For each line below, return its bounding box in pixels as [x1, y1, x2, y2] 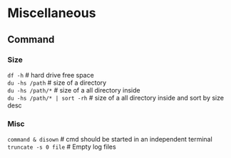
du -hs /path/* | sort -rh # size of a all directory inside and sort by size [7, 93, 225, 102]
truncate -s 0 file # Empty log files [7, 142, 116, 151]
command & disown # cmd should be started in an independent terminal [7, 135, 212, 144]
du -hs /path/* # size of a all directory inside [7, 85, 140, 94]
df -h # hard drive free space [7, 70, 94, 79]
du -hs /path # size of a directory [7, 78, 107, 87]
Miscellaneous [7, 5, 96, 21]
